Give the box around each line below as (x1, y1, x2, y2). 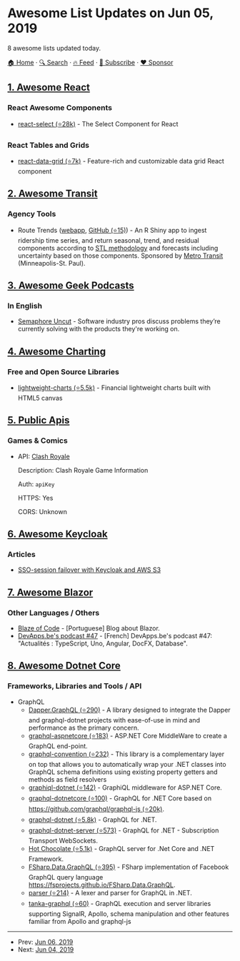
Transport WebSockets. (28, 836, 99, 845)
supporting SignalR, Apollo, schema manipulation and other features (28, 909, 230, 918)
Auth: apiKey (17, 480, 55, 488)
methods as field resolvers (28, 775, 107, 783)
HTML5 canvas (17, 393, 63, 402)
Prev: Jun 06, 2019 (17, 937, 74, 946)
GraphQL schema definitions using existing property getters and (28, 768, 218, 776)
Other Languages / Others (7, 608, 100, 618)
